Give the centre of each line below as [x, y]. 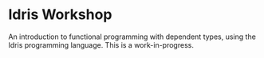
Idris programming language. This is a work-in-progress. [101, 44]
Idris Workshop [60, 15]
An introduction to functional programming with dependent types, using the [132, 37]
